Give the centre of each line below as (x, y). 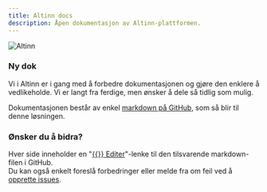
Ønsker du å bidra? (46, 136)
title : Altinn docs (41, 16)
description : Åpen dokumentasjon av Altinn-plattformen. (105, 23)
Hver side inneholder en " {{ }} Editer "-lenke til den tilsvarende (109, 154)
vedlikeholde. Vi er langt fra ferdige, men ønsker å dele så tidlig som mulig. (131, 92)
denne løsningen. (37, 116)
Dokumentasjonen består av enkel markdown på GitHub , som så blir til (124, 108)
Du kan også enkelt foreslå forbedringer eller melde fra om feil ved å (120, 171)
